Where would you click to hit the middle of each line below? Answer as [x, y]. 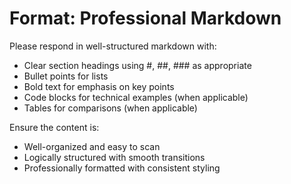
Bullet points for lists [66, 76]
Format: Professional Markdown [145, 18]
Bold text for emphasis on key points [99, 86]
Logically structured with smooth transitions [114, 157]
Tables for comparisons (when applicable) [110, 108]
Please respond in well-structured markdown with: [113, 46]
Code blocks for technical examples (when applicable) [136, 97]
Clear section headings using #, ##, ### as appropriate [137, 65]
